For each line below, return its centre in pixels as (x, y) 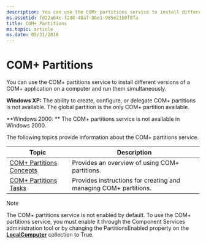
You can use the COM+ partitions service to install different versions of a (98, 82)
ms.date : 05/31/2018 (33, 35)
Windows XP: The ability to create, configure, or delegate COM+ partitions (101, 101)
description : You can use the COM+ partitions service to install (93, 12)
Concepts (24, 170)
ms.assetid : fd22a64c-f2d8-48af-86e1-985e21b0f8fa (72, 18)
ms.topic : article (30, 29)
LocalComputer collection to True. (50, 235)
